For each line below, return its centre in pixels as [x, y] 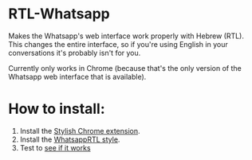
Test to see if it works [55, 147]
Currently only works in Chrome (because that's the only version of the [125, 68]
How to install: [57, 109]
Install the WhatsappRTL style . [70, 139]
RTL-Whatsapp [59, 14]
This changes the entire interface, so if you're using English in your [118, 44]
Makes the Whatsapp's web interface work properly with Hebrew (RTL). [126, 36]
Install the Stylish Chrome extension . [80, 131]
